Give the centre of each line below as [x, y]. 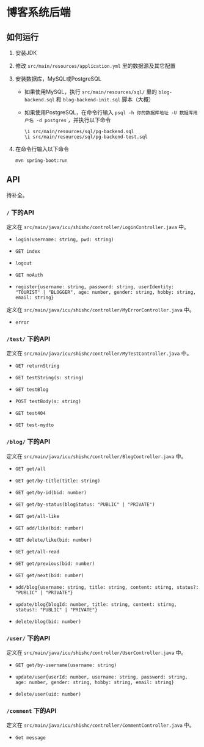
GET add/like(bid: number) [49, 528]
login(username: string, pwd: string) [64, 239]
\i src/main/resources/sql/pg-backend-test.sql [86, 137]
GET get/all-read [37, 552]
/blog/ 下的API [28, 442]
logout [24, 263]
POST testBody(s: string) [48, 402]
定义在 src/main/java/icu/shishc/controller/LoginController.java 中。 [98, 227]
